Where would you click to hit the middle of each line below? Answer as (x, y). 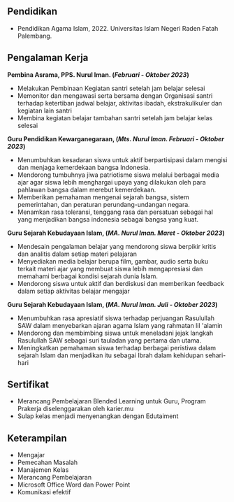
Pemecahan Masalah (47, 462)
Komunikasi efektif (44, 492)
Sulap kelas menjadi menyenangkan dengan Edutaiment (98, 416)
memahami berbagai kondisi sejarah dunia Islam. (88, 276)
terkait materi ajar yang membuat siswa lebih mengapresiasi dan (110, 268)
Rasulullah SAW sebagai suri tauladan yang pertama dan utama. (109, 340)
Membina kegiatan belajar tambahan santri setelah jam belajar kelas (115, 117)
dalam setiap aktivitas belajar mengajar (74, 291)
